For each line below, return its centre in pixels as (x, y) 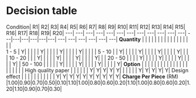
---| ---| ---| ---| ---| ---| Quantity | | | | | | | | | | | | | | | (123, 39)
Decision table (42, 11)
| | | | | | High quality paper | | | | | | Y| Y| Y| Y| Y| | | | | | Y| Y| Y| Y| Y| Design (97, 70)
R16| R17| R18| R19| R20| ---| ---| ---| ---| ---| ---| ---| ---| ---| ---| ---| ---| (97, 33)
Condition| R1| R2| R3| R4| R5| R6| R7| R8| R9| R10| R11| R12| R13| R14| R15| (96, 27)
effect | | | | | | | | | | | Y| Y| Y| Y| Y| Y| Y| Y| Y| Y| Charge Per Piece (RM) (92, 76)
